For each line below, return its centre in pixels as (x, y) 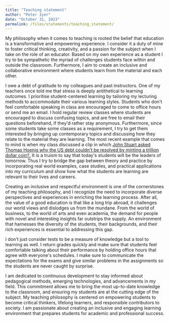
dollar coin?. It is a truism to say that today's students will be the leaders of (83, 155)
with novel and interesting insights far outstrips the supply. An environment (83, 219)
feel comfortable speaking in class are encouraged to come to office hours (83, 107)
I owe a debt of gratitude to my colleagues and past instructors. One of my (83, 86)
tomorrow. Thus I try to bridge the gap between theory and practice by (79, 161)
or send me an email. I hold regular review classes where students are (78, 113)
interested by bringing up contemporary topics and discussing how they (80, 134)
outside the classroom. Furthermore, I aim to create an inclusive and (76, 65)
